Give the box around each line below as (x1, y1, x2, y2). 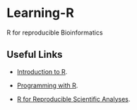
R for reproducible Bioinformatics (6, 28, 103, 37)
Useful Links (6, 49, 63, 61)
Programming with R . (16, 81, 78, 90)
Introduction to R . (16, 67, 68, 75)
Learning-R (6, 5, 75, 21)
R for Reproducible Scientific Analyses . (16, 94, 131, 103)
